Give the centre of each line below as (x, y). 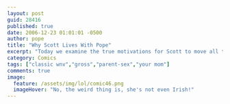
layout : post (26, 13)
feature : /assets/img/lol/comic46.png (69, 83)
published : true (30, 26)
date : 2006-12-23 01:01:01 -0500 (55, 32)
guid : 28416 (24, 20)
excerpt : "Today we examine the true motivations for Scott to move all (113, 52)
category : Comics (32, 58)
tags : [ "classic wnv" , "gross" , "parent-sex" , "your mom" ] (88, 64)
